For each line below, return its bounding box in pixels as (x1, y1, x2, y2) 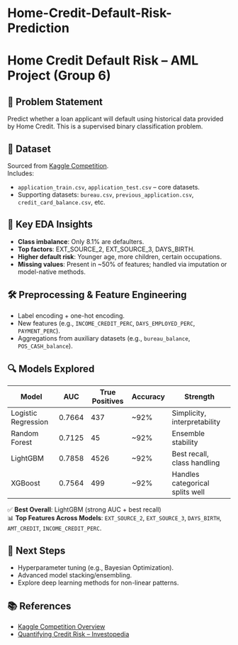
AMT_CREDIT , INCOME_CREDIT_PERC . (7, 524, 102, 533)
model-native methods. (17, 268, 86, 276)
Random (11, 429, 39, 439)
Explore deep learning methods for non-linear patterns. (17, 578, 179, 587)
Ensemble (171, 429, 205, 439)
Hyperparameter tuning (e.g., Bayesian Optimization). (17, 563, 174, 572)
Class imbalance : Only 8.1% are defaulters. (17, 237, 144, 246)
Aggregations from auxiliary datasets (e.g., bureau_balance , (17, 333, 191, 342)
